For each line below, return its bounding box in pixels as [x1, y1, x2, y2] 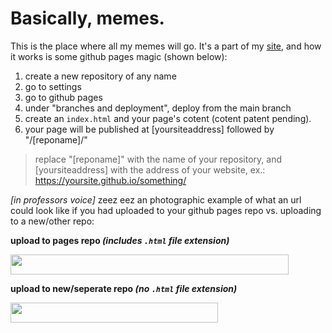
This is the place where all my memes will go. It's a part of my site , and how [10, 40, 322, 52]
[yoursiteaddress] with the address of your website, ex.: [34, 163, 266, 176]
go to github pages [24, 91, 103, 103]
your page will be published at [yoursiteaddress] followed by [24, 123, 275, 135]
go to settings [24, 80, 82, 92]
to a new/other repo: [10, 215, 95, 227]
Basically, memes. [10, 7, 165, 30]
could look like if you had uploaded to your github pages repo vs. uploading [10, 204, 322, 216]
